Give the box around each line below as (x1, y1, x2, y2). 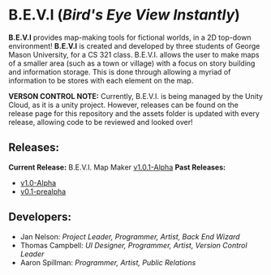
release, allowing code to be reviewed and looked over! (8, 117, 193, 127)
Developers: (8, 210, 71, 224)
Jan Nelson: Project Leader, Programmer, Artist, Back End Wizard (19, 231, 241, 241)
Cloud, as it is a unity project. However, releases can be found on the (8, 100, 239, 110)
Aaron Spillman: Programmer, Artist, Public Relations (19, 257, 196, 267)
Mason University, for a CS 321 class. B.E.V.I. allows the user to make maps (8, 49, 260, 59)
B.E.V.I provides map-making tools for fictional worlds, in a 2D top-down (8, 32, 252, 42)
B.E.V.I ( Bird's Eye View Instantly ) (8, 6, 241, 24)
